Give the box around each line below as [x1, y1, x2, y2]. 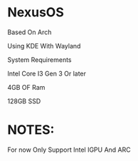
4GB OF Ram [7, 83, 46, 91]
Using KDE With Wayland [7, 41, 81, 50]
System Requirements [7, 55, 72, 64]
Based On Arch [7, 28, 52, 36]
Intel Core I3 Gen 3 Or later [7, 69, 87, 78]
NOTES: [7, 122, 55, 138]
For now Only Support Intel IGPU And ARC [7, 145, 131, 154]
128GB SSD [7, 97, 41, 105]
